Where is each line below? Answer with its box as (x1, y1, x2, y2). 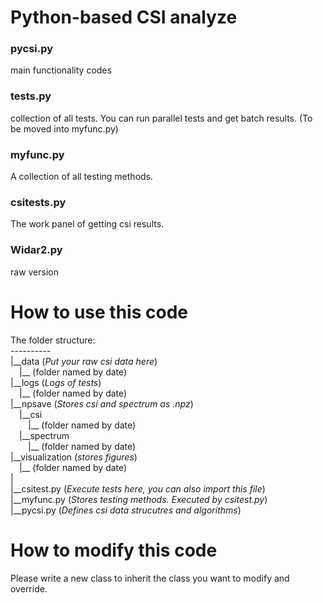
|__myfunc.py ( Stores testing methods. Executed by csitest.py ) (10, 493, 268, 505)
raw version (10, 266, 59, 278)
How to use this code (10, 301, 188, 323)
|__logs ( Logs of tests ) (10, 376, 102, 388)
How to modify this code (10, 539, 218, 561)
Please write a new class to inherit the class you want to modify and (10, 572, 290, 584)
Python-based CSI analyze (10, 6, 238, 29)
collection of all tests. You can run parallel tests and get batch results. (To (10, 112, 313, 124)
